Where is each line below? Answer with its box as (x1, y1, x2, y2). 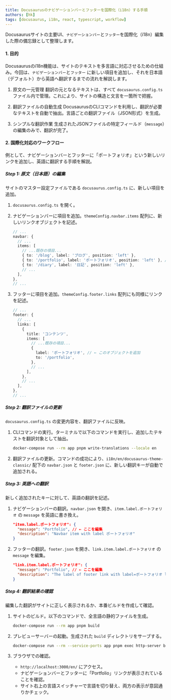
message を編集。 (12, 552, 48, 558)
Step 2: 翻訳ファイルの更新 (5, 404, 62, 410)
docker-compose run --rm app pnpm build (12, 623, 100, 628)
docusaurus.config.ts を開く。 (12, 202, 78, 208)
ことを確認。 (20, 677, 47, 683)
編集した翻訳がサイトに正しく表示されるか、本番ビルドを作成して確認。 (5, 602, 157, 608)
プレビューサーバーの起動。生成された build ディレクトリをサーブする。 (12, 633, 164, 639)
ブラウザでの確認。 (12, 653, 53, 659)
